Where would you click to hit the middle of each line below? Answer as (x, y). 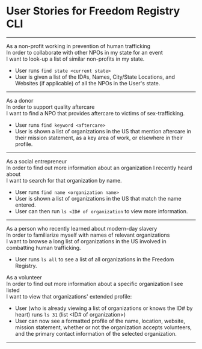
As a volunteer (24, 277)
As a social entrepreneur (37, 161)
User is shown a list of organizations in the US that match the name (98, 198)
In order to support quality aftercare (50, 107)
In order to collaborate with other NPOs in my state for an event (85, 52)
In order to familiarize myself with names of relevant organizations (88, 235)
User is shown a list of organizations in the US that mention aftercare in (103, 131)
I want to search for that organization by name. (64, 180)
